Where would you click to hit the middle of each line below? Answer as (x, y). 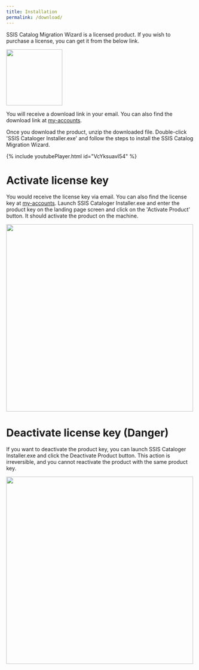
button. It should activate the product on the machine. (72, 216)
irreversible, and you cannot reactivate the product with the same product (97, 462)
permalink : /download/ (34, 17)
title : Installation (32, 12)
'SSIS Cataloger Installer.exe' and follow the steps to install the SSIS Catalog (100, 138)
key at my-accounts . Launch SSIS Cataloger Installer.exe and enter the (93, 203)
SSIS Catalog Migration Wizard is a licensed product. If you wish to (88, 34)
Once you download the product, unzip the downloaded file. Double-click (97, 132)
